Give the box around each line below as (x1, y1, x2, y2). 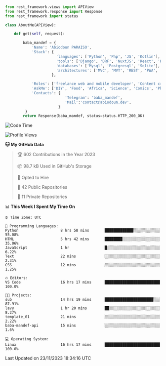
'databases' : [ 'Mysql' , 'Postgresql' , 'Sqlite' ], (56, 63, 161, 68)
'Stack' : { (31, 49, 54, 55)
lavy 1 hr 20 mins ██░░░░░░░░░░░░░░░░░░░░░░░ (5, 306, 161, 311)
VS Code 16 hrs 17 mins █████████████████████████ (5, 280, 161, 285)
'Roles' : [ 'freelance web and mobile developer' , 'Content (31, 81, 156, 86)
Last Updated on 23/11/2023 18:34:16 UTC (5, 355, 91, 361)
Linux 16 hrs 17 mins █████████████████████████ (5, 342, 161, 347)
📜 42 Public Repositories (17, 184, 68, 190)
